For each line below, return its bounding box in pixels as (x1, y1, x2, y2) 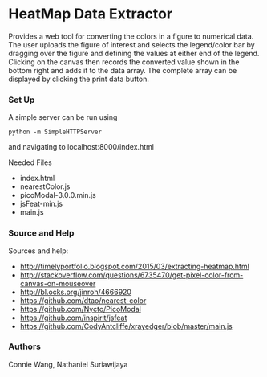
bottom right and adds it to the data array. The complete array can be (8, 65, 237, 75)
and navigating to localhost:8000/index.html (8, 142, 155, 152)
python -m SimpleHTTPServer (8, 128, 103, 137)
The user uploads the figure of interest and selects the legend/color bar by (8, 39, 255, 49)
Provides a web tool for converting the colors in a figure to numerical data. (8, 31, 254, 41)
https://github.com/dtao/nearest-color (19, 295, 147, 305)
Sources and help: (8, 246, 69, 256)
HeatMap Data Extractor (8, 5, 173, 23)
